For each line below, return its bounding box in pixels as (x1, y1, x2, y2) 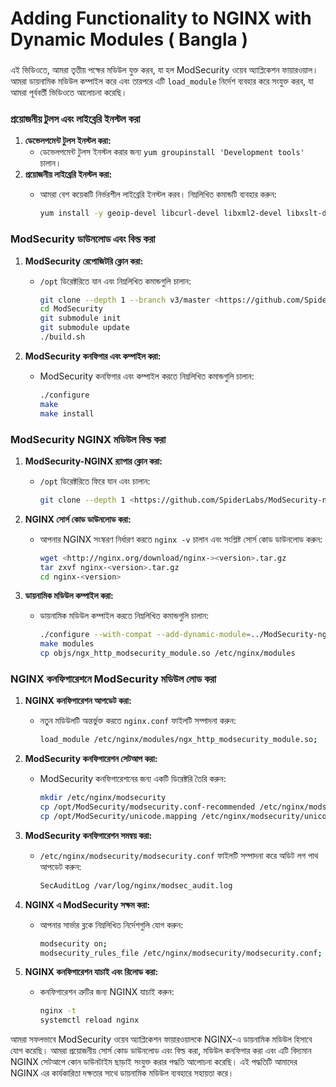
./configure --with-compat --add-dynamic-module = (39, 630, 252, 640)
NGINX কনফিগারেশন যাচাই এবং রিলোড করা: (24, 966, 159, 978)
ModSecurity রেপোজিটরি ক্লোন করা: (24, 255, 144, 267)
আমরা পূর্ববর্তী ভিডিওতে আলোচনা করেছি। (10, 87, 128, 99)
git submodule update (39, 323, 130, 333)
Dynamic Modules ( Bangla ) (10, 28, 249, 51)
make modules (39, 639, 95, 649)
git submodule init (39, 313, 122, 324)
